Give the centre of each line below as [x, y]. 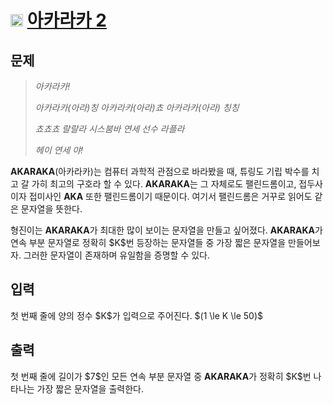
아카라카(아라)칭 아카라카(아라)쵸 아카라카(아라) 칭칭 [137, 107]
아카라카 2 [66, 20]
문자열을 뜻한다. [51, 209]
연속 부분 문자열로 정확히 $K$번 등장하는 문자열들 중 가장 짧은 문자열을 [148, 242]
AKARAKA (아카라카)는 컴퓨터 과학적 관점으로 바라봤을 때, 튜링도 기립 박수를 [160, 171]
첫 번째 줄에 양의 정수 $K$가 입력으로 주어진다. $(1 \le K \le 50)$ [136, 315]
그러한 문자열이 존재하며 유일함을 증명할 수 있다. [116, 255]
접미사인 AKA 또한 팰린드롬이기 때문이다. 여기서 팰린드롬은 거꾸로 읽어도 [170, 196]
